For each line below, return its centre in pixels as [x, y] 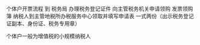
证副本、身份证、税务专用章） [43, 23]
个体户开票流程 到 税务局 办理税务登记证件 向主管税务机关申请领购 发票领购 [100, 9]
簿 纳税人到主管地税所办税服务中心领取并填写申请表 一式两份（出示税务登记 [100, 16]
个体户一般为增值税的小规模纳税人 [48, 36]
